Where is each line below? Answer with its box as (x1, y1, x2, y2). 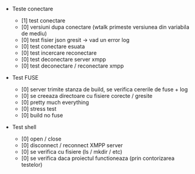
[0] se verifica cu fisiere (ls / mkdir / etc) (21, 148, 123, 155)
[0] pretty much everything (21, 99, 90, 106)
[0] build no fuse (21, 112, 63, 119)
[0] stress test (21, 105, 57, 112)
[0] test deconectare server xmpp (21, 56, 107, 63)
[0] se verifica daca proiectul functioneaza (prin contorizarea (21, 155, 175, 162)
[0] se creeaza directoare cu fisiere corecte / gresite (21, 92, 153, 99)
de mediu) (21, 30, 48, 37)
